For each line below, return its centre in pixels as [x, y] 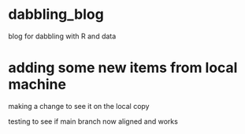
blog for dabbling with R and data [62, 36]
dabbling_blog [56, 14]
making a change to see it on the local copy [79, 106]
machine [37, 85]
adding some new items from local [123, 68]
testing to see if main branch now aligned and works [93, 121]
